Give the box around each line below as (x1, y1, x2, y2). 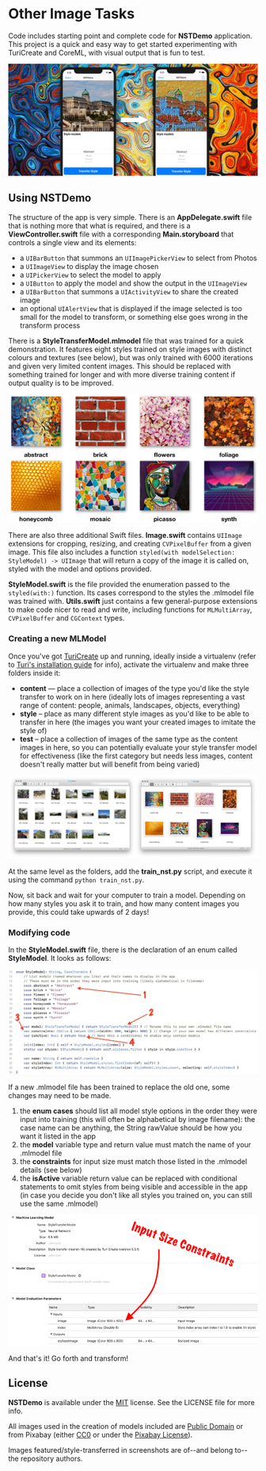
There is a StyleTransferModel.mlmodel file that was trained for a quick (8, 336, 244, 345)
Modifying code (8, 927, 70, 938)
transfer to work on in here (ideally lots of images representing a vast (19, 692, 245, 701)
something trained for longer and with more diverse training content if (8, 370, 236, 379)
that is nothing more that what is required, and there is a (8, 221, 192, 230)
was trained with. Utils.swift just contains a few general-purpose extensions (8, 597, 258, 606)
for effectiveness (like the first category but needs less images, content (19, 751, 253, 760)
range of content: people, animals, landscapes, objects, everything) (19, 700, 241, 710)
